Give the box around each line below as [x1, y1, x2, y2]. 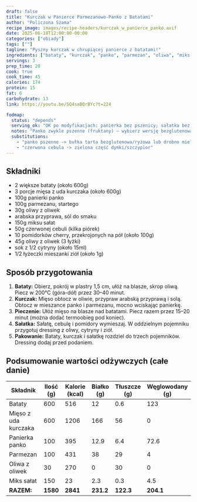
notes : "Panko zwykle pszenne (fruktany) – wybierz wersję [11, 128, 159, 134]
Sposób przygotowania [6, 267, 93, 277]
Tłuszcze [115, 382, 141, 391]
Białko [91, 382, 110, 391]
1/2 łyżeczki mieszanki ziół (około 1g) [14, 250, 104, 257]
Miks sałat [9, 477, 37, 485]
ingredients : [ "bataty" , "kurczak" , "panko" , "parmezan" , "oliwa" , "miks [6, 52, 191, 58]
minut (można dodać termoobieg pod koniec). [14, 314, 126, 321]
